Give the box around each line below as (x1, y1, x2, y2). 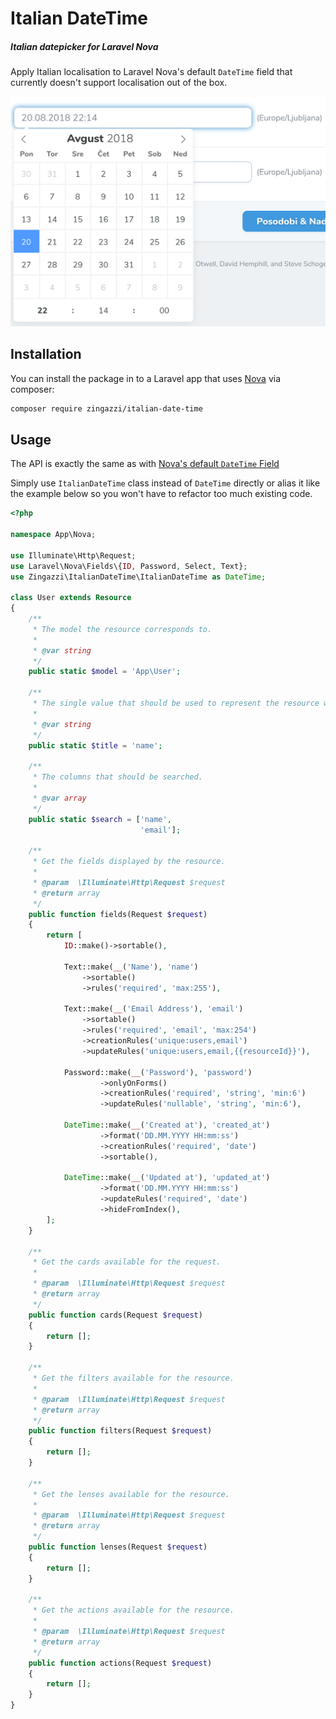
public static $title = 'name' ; (28, 740, 163, 751)
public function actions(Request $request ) (28, 1658, 213, 1668)
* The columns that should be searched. (32, 772, 203, 782)
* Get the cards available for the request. (32, 1257, 222, 1267)
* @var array (32, 793, 87, 803)
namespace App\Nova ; (10, 530, 97, 540)
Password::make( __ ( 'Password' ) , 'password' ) (63, 1067, 253, 1077)
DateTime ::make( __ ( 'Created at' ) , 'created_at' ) (63, 1120, 271, 1131)
